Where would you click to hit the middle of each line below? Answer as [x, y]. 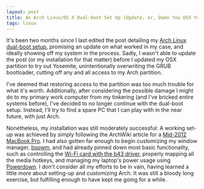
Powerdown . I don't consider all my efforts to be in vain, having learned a [98, 167]
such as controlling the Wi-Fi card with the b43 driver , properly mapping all [100, 154]
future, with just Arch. [33, 116]
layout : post [23, 12]
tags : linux [21, 23]
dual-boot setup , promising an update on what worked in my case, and [95, 47]
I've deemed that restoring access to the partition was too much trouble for [100, 84]
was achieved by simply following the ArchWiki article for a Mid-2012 [100, 134]
